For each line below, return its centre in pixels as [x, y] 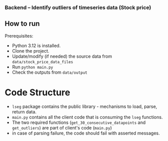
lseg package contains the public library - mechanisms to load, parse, [85, 106]
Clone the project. [31, 51]
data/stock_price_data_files [43, 62]
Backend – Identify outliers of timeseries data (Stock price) [78, 8]
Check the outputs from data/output [50, 72]
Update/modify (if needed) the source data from [62, 56]
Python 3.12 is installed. [36, 45]
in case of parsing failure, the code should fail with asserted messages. [86, 133]
